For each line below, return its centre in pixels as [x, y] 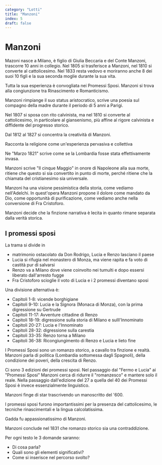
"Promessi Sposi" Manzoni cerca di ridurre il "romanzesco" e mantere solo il [81, 375]
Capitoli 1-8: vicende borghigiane [45, 299]
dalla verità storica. [24, 218]
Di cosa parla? [26, 447]
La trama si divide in [25, 245]
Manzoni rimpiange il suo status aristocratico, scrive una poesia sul [72, 100]
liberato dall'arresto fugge [38, 275]
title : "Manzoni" [23, 14]
